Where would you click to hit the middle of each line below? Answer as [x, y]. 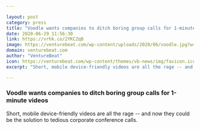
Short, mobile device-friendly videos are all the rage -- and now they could [98, 113]
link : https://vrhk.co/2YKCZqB [45, 39]
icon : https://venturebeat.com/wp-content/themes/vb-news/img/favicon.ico [101, 61]
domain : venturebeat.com [37, 50]
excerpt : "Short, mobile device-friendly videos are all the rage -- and [100, 67]
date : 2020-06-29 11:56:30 [40, 33]
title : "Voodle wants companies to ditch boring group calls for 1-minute [101, 28]
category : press [26, 22]
